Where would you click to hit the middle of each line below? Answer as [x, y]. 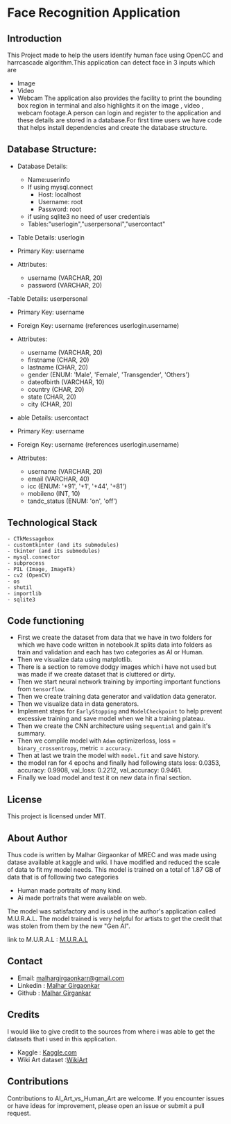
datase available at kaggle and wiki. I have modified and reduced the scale [114, 862]
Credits [24, 1015]
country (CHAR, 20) [56, 389]
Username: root [60, 201]
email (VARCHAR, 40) [59, 479]
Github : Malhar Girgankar [54, 993]
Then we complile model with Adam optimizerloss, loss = [97, 741]
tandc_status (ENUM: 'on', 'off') [72, 501]
